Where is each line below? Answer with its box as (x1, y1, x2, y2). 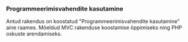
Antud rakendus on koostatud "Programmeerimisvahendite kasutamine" (6, 18, 180, 25)
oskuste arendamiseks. (6, 30, 62, 37)
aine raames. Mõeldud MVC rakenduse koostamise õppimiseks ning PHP (6, 24, 182, 31)
